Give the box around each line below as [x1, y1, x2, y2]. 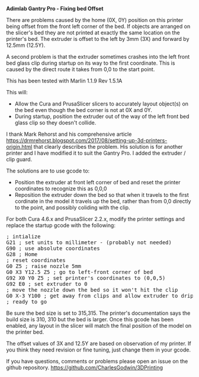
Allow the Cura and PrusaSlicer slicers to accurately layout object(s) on [14, 100, 188, 107]
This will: [6, 89, 28, 95]
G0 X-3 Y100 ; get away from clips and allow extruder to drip [6, 293, 194, 299]
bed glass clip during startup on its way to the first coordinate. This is [6, 59, 175, 66]
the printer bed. [6, 328, 44, 336]
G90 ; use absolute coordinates [6, 245, 100, 251]
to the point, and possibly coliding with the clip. [14, 204, 130, 211]
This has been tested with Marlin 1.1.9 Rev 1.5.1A [6, 77, 123, 84]
